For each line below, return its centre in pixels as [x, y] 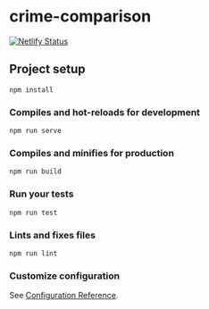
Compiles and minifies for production [92, 153]
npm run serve [36, 131]
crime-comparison [80, 17]
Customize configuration [65, 276]
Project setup [48, 69]
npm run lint [33, 253]
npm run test [33, 213]
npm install [31, 90]
